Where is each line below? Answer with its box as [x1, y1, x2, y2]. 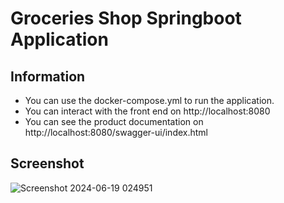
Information [10, 68, 86, 85]
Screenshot [10, 155, 85, 172]
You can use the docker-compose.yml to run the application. [24, 95, 275, 106]
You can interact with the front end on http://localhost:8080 [24, 105, 271, 117]
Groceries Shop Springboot [10, 7, 242, 30]
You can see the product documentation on [24, 116, 204, 127]
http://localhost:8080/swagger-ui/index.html [24, 127, 208, 138]
